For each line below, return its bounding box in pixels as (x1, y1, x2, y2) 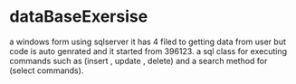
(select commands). (9, 65, 84, 76)
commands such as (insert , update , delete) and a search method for (9, 55, 268, 66)
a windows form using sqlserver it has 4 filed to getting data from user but (9, 36, 287, 47)
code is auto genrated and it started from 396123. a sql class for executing (9, 45, 288, 56)
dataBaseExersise (9, 6, 148, 27)
